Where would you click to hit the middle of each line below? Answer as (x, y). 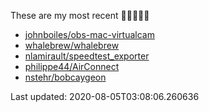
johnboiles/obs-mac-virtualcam (89, 34)
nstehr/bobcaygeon (65, 77)
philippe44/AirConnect (72, 66)
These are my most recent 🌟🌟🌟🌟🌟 (80, 15)
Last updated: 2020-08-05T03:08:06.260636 (105, 96)
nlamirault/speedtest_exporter (87, 56)
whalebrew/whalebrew (72, 45)
